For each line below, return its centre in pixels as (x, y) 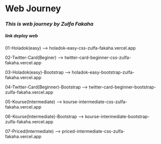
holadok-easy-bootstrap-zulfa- (103, 72)
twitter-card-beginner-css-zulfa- (98, 58)
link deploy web (22, 35)
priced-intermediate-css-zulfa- (94, 131)
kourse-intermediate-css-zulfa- (95, 102)
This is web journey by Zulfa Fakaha (49, 24)
